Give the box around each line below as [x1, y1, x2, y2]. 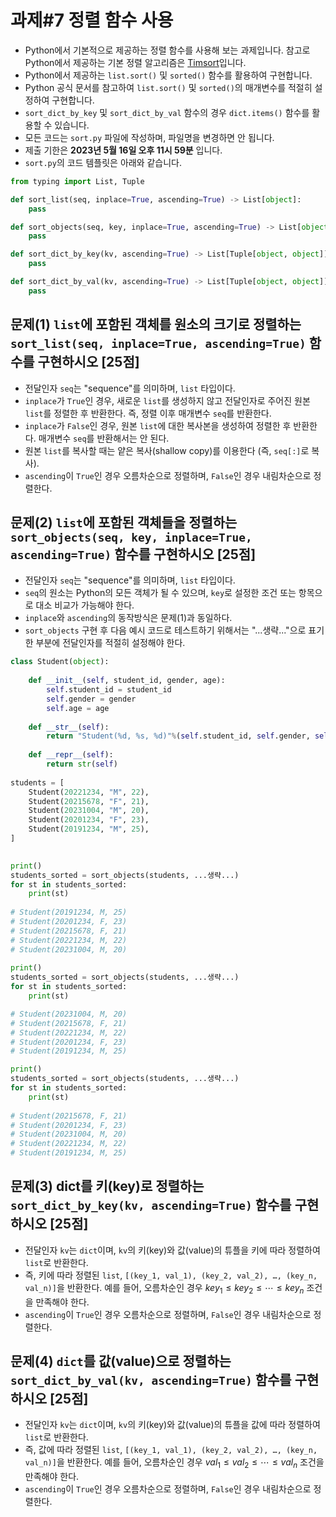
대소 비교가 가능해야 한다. [35, 599, 135, 611]
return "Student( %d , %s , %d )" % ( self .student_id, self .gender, [46, 731, 311, 741]
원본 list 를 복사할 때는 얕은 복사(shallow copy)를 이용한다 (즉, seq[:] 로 [24, 444, 310, 456]
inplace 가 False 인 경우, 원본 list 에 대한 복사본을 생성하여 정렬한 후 [24, 419, 292, 431]
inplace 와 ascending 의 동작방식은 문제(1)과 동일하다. [24, 612, 233, 624]
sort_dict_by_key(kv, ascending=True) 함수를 [10, 1197, 292, 1214]
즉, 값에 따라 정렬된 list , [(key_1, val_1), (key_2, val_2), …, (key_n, [24, 1444, 318, 1456]
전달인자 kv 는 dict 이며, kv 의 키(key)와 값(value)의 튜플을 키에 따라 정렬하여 [24, 1244, 321, 1256]
